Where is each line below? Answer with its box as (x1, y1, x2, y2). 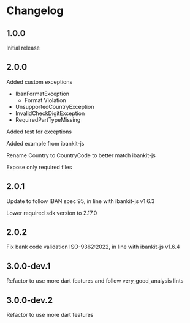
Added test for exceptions (6, 128, 72, 135)
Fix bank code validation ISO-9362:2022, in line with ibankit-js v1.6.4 (6, 243, 180, 251)
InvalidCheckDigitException (15, 110, 85, 117)
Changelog (6, 4, 64, 18)
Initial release (6, 44, 40, 51)
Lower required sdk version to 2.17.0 (6, 209, 97, 217)
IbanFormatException (15, 90, 69, 97)
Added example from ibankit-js (6, 139, 85, 147)
